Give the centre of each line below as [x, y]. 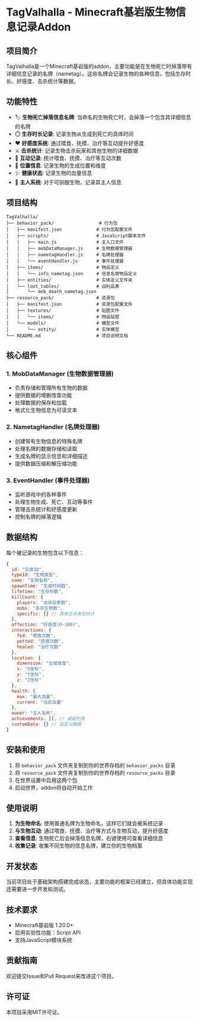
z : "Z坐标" [29, 680]
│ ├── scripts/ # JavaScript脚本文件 [76, 235]
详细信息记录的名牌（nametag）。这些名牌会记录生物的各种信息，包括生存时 [99, 74]
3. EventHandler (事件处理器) [48, 480]
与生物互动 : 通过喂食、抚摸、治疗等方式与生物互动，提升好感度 [92, 831]
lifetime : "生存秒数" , [38, 592]
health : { [23, 691]
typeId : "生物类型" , [35, 575]
